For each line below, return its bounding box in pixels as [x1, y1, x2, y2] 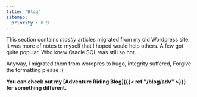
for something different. [6, 85, 67, 92]
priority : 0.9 [11, 20, 49, 26]
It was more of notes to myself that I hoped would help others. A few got [6, 42, 184, 49]
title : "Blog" [6, 8, 42, 15]
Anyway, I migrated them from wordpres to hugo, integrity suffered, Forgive [6, 60, 192, 67]
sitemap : [6, 14, 28, 20]
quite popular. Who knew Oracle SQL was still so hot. [6, 49, 136, 56]
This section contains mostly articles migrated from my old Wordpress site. [6, 36, 190, 43]
